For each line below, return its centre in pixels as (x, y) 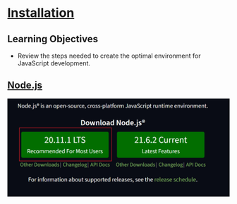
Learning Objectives (53, 39)
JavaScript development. (54, 63)
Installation (41, 13)
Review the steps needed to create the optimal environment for (109, 56)
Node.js (25, 85)
